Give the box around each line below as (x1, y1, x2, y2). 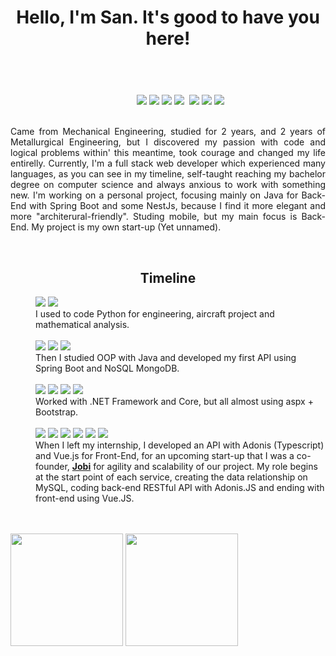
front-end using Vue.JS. (35, 492, 135, 504)
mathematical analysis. (35, 319, 130, 330)
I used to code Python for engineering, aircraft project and (35, 308, 275, 320)
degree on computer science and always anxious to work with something (10, 179, 326, 191)
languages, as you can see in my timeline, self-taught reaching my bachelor (10, 168, 326, 180)
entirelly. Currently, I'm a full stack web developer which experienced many (10, 157, 326, 170)
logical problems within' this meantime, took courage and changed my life (10, 147, 326, 159)
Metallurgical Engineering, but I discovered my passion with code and (10, 136, 326, 148)
